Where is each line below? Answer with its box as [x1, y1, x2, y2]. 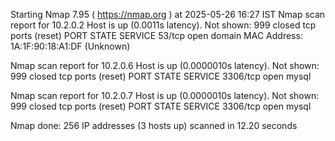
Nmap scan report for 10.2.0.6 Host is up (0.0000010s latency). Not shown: [10, 60, 320, 71]
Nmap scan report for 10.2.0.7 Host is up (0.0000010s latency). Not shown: [10, 90, 320, 101]
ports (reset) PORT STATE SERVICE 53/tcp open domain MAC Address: [10, 30, 303, 41]
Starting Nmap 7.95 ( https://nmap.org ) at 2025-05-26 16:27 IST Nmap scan [10, 9, 326, 20]
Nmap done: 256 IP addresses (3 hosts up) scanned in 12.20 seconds [10, 120, 298, 131]
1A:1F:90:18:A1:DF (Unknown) [10, 40, 131, 52]
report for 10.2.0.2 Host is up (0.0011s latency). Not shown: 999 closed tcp [10, 19, 317, 31]
